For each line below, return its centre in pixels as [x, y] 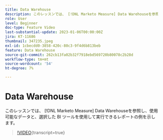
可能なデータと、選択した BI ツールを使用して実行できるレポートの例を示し [80, 117]
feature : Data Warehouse [30, 50]
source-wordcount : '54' [29, 64]
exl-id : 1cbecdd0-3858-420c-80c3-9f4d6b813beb [53, 46]
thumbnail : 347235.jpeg [29, 41]
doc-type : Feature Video [30, 28]
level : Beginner [21, 23]
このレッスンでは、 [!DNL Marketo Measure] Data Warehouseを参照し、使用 [81, 110]
